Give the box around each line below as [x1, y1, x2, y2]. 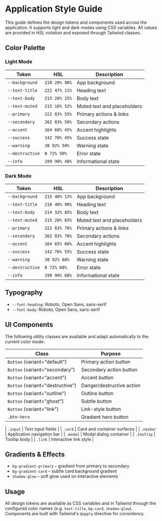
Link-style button [81, 406, 121, 412]
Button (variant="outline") [7, 390, 66, 396]
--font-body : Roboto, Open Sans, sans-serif [12, 307, 100, 312]
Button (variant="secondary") [7, 366, 75, 373]
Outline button [81, 390, 114, 396]
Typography [5, 289, 43, 297]
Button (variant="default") [7, 358, 67, 365]
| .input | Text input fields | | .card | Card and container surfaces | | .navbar [5, 426, 157, 432]
